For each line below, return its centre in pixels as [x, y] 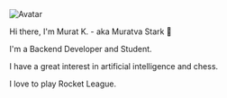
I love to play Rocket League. [63, 84]
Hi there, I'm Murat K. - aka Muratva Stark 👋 [91, 31]
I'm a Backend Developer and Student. [81, 49]
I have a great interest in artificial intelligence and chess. [114, 66]
